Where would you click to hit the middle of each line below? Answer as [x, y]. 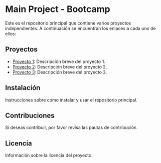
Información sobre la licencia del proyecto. [49, 155]
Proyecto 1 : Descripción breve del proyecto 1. [59, 61]
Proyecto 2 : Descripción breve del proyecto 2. [60, 66]
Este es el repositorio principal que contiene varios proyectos [68, 23]
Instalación [23, 88]
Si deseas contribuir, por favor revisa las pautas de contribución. [72, 127]
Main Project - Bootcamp [58, 9]
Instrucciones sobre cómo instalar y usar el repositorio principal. [71, 100]
